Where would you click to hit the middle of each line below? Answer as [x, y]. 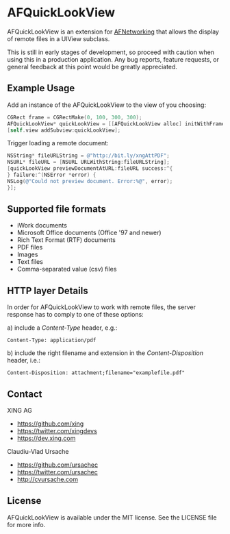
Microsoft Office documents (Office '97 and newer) [89, 233]
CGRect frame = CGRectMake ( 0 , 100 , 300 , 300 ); [75, 117]
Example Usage [41, 88]
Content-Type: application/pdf [52, 341]
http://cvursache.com [48, 480]
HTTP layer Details [48, 290]
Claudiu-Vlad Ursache [38, 452]
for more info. [26, 524]
